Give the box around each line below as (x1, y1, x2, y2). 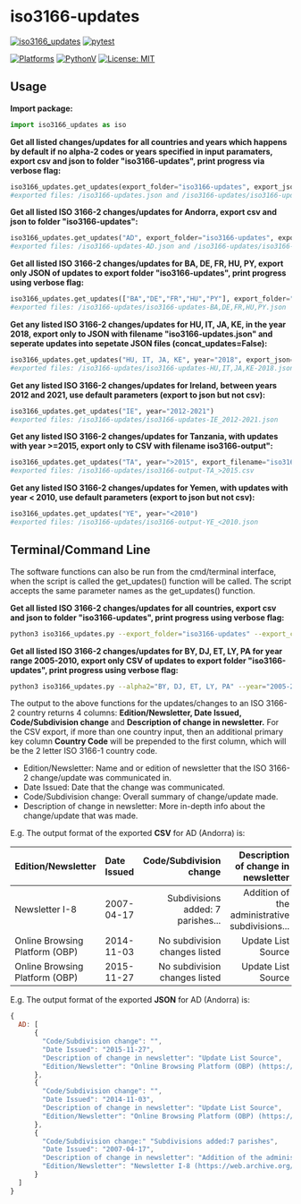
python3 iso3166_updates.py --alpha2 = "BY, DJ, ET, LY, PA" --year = (10, 682, 267, 691)
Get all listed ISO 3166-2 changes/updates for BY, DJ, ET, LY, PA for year (10, 645, 283, 656)
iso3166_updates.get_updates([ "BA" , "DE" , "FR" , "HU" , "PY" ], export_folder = (10, 295, 291, 303)
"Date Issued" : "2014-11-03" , (42, 1095, 155, 1105)
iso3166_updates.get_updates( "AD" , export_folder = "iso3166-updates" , (10, 234, 275, 243)
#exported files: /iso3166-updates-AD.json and (10, 242, 191, 252)
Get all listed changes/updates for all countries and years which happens (10, 136, 288, 147)
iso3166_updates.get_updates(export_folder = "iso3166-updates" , (10, 182, 251, 192)
